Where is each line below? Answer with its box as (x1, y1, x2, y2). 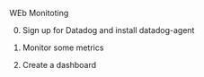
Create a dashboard (22, 60, 97, 70)
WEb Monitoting (9, 8, 69, 18)
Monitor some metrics (22, 42, 104, 53)
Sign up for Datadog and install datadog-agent (22, 25, 195, 35)
